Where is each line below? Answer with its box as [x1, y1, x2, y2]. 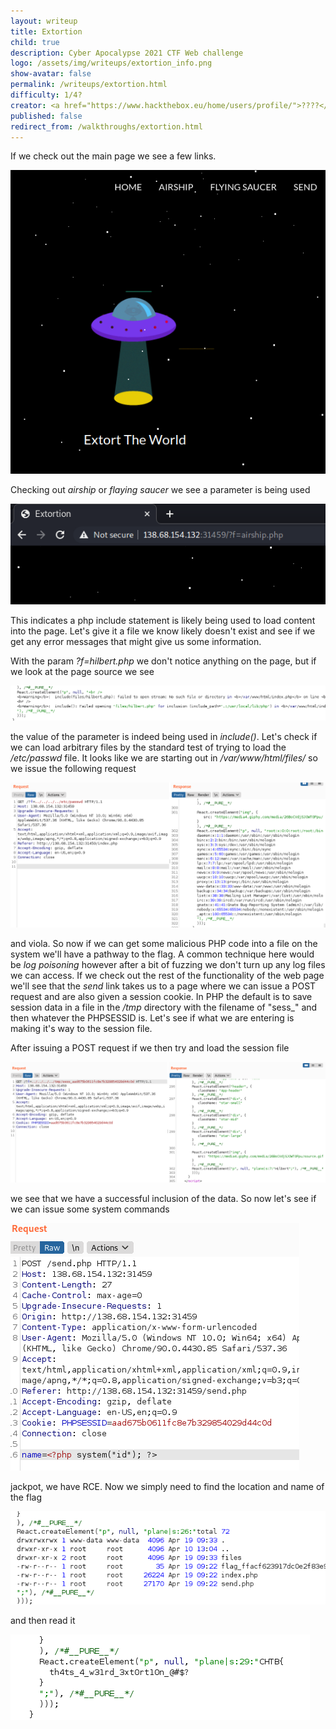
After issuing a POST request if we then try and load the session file [10, 1041, 290, 1054]
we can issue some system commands [10, 1203, 170, 1215]
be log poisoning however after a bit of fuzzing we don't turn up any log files [10, 958, 326, 970]
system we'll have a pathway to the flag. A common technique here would [10, 948, 315, 960]
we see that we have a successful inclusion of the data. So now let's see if [10, 1192, 317, 1204]
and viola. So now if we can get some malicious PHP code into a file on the [10, 937, 318, 949]
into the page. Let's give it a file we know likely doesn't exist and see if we [10, 625, 316, 637]
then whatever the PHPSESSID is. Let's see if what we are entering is [10, 1011, 295, 1024]
